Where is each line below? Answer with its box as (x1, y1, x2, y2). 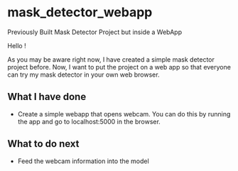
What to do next (7, 138, 80, 150)
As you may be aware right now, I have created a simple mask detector (7, 55, 215, 64)
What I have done (7, 91, 87, 103)
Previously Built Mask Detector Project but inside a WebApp (7, 28, 183, 36)
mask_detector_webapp (7, 4, 153, 21)
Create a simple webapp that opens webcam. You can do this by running (17, 109, 231, 118)
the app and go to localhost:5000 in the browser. (17, 117, 161, 126)
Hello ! (7, 41, 26, 50)
